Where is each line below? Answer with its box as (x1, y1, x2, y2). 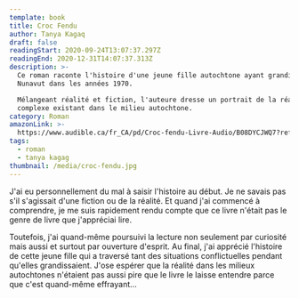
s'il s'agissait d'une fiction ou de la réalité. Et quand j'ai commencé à (9, 195, 261, 205)
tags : (9, 137, 29, 146)
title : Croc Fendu (9, 21, 77, 30)
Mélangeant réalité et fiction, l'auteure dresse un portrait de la (17, 95, 277, 104)
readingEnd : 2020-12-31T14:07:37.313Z (9, 54, 153, 63)
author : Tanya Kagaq (9, 29, 86, 38)
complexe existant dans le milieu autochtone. (17, 103, 193, 112)
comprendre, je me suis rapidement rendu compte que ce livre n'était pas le (9, 205, 287, 215)
